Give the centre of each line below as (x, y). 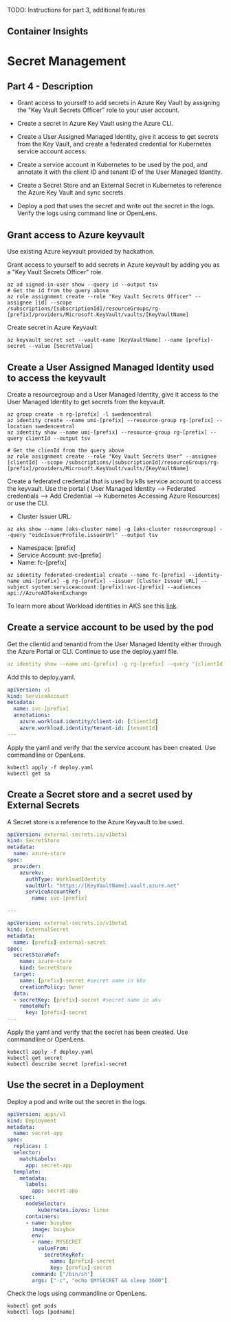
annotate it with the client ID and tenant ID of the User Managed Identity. (120, 172)
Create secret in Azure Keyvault (52, 328)
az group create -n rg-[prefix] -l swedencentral (80, 415)
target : (24, 974)
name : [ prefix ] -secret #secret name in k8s (83, 980)
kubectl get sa (29, 773)
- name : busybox (48, 1223)
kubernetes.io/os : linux (73, 1210)
